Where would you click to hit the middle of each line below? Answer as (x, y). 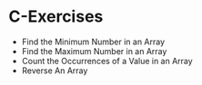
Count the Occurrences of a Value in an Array (107, 61)
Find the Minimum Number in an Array (93, 42)
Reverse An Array (55, 71)
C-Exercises (56, 17)
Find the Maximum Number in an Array (94, 51)
